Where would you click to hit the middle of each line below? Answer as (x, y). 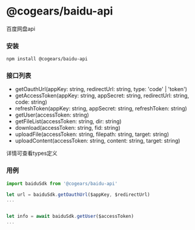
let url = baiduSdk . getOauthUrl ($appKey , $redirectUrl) (78, 194)
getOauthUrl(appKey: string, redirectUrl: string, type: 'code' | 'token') (101, 89)
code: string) (31, 102)
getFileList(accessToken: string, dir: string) (68, 121)
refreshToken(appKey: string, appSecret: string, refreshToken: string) (101, 109)
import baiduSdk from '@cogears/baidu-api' (62, 183)
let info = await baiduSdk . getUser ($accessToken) (70, 217)
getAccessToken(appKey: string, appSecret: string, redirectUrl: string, (102, 96)
